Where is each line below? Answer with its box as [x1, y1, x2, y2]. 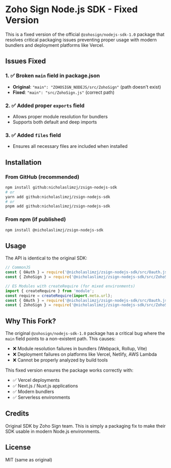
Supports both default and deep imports [12, 119, 97, 125]
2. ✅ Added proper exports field [5, 102, 85, 109]
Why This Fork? [5, 317, 56, 325]
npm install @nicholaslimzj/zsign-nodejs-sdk [5, 227, 103, 232]
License [5, 443, 31, 452]
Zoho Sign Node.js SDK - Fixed [5, 4, 138, 15]
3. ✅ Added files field [5, 132, 61, 139]
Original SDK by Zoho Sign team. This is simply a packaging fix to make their [5, 423, 166, 429]
